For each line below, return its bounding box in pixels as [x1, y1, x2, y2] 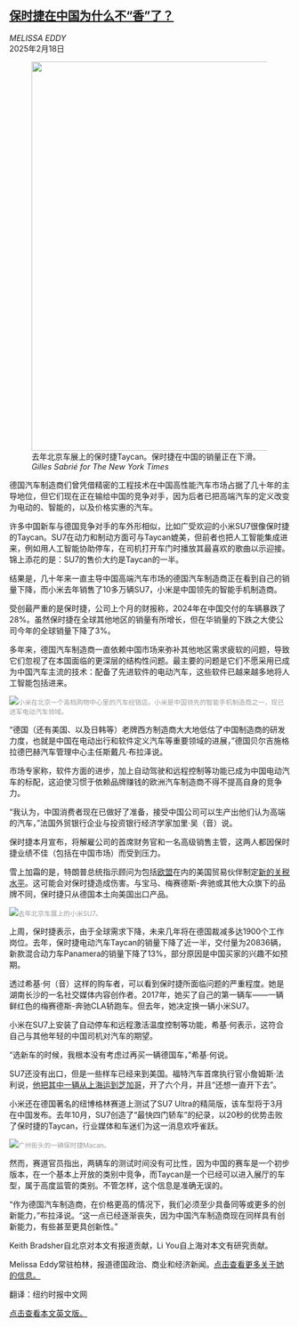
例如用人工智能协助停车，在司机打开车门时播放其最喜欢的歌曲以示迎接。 [24, 543, 290, 553]
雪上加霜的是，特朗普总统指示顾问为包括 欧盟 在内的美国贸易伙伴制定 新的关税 [9, 866, 290, 877]
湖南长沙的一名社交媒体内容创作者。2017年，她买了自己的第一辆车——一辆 [9, 989, 284, 1000]
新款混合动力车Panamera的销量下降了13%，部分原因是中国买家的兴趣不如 [9, 948, 280, 959]
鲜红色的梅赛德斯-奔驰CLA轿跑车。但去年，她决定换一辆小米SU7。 [9, 1000, 255, 1011]
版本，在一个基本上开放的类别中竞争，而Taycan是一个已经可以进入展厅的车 [9, 1169, 286, 1179]
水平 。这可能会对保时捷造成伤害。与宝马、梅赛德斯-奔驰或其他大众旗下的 [9, 877, 279, 888]
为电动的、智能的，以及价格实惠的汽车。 [9, 502, 158, 512]
